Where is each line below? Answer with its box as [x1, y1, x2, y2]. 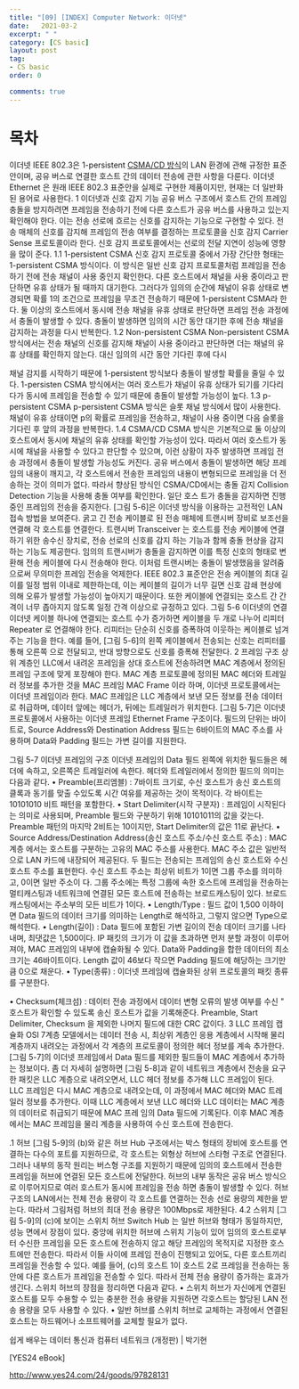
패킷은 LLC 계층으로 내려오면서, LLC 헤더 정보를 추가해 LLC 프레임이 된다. [18, 1074, 275, 1084]
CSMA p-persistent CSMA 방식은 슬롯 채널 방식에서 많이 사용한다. [47, 401, 281, 412]
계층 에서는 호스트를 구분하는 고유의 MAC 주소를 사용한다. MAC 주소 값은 [9, 843, 263, 854]
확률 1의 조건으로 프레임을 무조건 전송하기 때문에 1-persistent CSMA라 [32, 293, 279, 304]
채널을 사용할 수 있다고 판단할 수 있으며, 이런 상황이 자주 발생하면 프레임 [25, 445, 275, 456]
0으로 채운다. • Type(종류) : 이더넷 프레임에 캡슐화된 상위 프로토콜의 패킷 [18, 966, 272, 976]
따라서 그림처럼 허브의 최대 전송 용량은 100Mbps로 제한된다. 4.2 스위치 [28, 1204, 275, 1214]
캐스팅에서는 [9, 899, 53, 910]
